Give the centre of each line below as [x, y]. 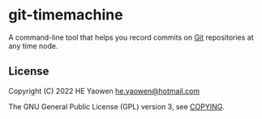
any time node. [33, 45]
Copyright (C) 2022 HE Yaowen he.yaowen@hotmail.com [104, 91]
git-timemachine [66, 15]
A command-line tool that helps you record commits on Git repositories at [131, 37]
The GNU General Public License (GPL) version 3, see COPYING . [117, 106]
